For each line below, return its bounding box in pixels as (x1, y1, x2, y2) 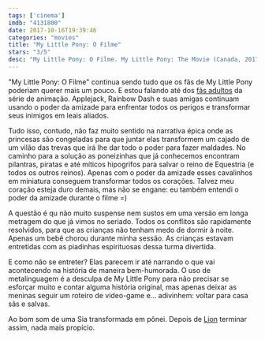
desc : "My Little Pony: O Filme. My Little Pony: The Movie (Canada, (8, 56, 242, 64)
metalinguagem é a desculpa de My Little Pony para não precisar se (8, 274, 230, 283)
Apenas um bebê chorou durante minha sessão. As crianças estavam (8, 234, 234, 243)
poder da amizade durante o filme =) (8, 192, 128, 202)
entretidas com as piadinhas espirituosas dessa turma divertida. (8, 241, 216, 251)
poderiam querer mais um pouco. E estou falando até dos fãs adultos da (8, 85, 243, 95)
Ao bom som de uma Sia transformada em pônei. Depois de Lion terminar (8, 314, 247, 323)
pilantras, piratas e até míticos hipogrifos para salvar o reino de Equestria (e (8, 159, 255, 169)
